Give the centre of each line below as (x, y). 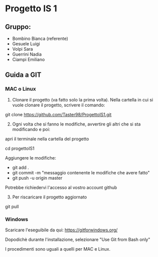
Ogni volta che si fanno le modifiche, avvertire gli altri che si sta (76, 124)
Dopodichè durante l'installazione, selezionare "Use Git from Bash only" (78, 239)
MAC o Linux (21, 89)
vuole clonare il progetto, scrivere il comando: (59, 105)
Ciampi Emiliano (28, 59)
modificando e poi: (31, 129)
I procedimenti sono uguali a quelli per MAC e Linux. (58, 249)
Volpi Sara (23, 49)
